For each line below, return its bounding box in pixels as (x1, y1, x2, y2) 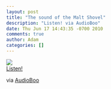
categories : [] (6, 43, 44, 49)
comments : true (6, 31, 44, 37)
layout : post (6, 8, 39, 15)
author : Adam (6, 37, 39, 43)
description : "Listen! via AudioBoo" (6, 20, 101, 26)
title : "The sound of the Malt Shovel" (6, 14, 106, 20)
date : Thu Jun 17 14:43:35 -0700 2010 (6, 25, 103, 32)
